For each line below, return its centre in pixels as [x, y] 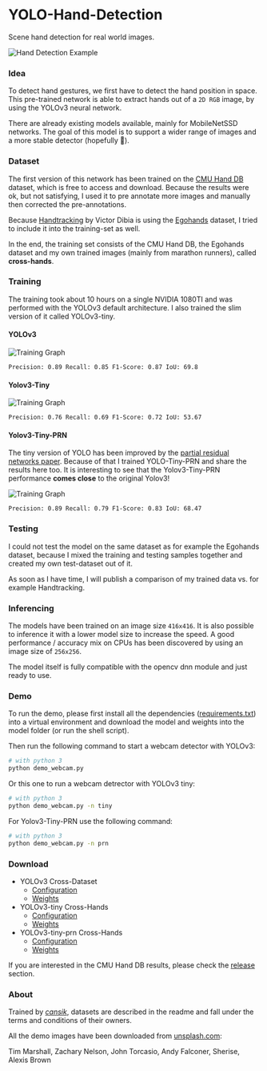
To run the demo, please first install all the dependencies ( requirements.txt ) [132, 714]
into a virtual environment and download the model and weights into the [126, 722]
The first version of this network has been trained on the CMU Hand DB [126, 179]
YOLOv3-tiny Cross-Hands [64, 907]
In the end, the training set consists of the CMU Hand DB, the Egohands [126, 244]
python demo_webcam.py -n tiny [60, 805]
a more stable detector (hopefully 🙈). [69, 140]
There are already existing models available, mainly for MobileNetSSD [123, 124]
